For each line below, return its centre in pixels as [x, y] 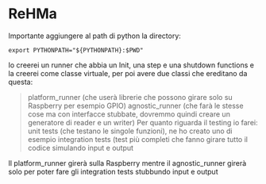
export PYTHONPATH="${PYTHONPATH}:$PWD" [76, 50]
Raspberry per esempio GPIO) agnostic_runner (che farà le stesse [135, 105]
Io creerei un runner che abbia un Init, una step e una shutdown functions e [131, 65]
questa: [21, 82]
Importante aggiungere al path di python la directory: [94, 36]
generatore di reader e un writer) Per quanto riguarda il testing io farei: [143, 122]
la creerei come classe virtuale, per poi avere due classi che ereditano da [128, 73]
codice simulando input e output [80, 148]
